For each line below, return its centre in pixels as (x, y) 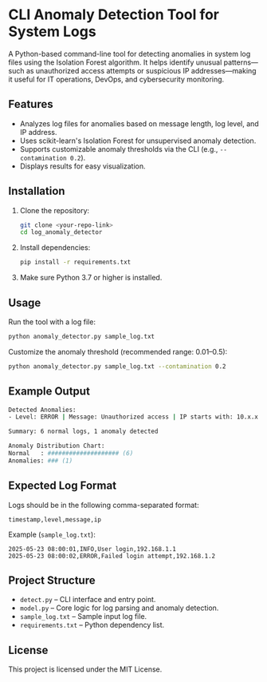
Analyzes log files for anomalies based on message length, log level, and (139, 123)
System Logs (53, 32)
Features (31, 104)
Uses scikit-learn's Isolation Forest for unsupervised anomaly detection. (138, 141)
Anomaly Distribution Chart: (57, 446)
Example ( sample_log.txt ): (52, 534)
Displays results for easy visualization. (82, 166)
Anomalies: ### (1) (41, 461)
